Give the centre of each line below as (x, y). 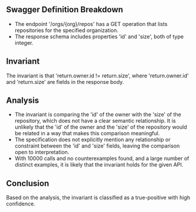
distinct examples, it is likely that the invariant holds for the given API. (99, 165)
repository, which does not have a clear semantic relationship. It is (95, 121)
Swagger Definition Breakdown (65, 10)
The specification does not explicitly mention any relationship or (92, 140)
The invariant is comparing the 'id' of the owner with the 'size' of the (98, 115)
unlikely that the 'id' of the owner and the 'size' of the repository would (101, 127)
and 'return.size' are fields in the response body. (65, 81)
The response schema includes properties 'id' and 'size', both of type (99, 36)
